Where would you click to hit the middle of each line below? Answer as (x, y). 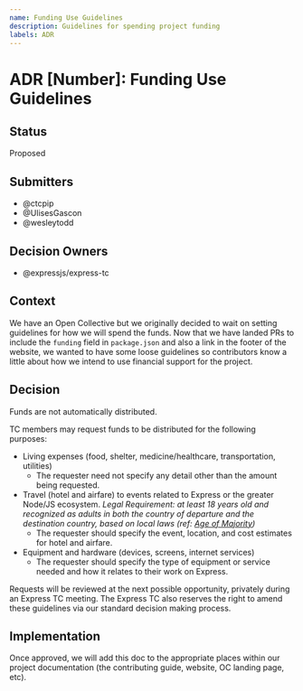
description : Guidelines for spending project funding (115, 26)
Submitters (42, 182)
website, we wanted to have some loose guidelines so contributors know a (148, 351)
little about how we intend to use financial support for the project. (131, 361)
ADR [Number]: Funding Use (118, 79)
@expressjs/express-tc (66, 273)
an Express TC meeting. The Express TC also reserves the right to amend (146, 598)
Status (28, 131)
